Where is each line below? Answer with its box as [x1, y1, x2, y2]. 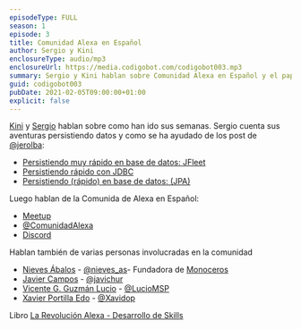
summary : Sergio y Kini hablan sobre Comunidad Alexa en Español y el [9, 72, 279, 80]
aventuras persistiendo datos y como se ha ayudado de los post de [9, 131, 257, 141]
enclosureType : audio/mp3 [9, 55, 106, 63]
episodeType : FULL [9, 13, 78, 22]
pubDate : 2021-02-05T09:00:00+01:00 [9, 88, 146, 97]
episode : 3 [9, 30, 50, 38]
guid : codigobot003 [9, 80, 82, 89]
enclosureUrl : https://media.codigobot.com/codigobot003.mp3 [9, 63, 243, 72]
